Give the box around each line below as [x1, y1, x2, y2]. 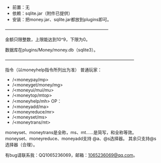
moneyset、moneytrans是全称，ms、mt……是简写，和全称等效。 [5, 130, 136, 135]
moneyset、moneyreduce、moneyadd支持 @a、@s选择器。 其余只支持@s [5, 136, 157, 141]
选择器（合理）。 [5, 142, 38, 147]
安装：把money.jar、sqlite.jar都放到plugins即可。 [12, 17, 112, 22]
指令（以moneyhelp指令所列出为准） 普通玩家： [5, 67, 102, 73]
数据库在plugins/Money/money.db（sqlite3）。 [5, 47, 98, 53]
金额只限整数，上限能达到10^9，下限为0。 [5, 36, 90, 42]
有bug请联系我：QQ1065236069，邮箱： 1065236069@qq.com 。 [5, 152, 138, 158]
